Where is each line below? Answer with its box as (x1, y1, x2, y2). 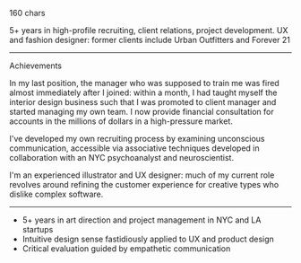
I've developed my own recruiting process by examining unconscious (9, 134, 265, 144)
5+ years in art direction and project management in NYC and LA (21, 215, 262, 225)
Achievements (9, 60, 63, 71)
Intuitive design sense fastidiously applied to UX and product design (21, 233, 275, 244)
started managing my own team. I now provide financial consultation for (9, 107, 275, 117)
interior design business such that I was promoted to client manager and (9, 97, 277, 107)
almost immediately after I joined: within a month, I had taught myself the (9, 87, 278, 98)
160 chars (9, 8, 46, 18)
